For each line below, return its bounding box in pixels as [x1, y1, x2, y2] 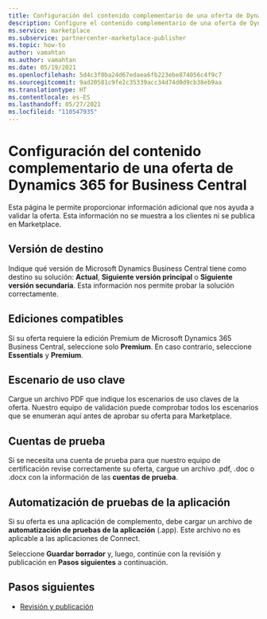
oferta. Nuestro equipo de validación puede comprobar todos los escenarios [8, 403, 259, 413]
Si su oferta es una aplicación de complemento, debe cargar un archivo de [8, 517, 253, 526]
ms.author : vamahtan [8, 57, 77, 65]
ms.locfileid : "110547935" [8, 108, 98, 116]
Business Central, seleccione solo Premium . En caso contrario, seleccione [8, 342, 252, 351]
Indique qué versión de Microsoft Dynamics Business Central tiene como [8, 264, 247, 273]
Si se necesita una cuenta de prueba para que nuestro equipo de [8, 456, 221, 465]
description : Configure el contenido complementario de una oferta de [8, 19, 247, 27]
